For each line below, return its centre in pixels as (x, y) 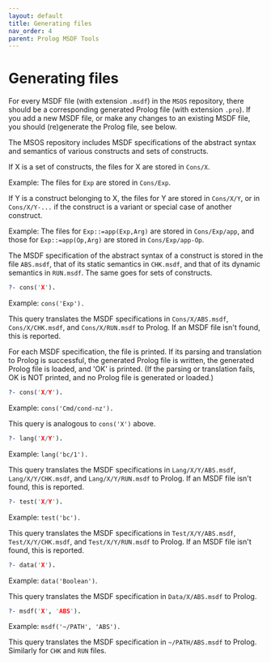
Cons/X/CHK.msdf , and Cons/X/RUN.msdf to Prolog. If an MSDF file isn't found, (134, 327)
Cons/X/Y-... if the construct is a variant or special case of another (120, 207)
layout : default (36, 16)
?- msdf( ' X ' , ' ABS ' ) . (45, 611)
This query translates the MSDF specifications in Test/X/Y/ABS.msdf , (122, 533)
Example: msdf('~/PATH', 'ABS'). (65, 627)
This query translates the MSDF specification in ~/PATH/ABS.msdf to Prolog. (133, 642)
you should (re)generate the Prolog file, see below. (93, 127)
